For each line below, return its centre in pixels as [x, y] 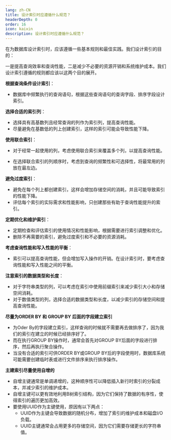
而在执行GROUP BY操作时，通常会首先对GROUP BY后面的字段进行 [83, 340]
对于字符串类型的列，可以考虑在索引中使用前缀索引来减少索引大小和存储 [89, 286]
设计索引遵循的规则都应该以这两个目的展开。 [52, 73]
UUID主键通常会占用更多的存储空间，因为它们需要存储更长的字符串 [91, 426]
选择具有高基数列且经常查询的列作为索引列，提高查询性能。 [75, 122]
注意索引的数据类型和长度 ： [34, 276]
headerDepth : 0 [21, 19]
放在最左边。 [26, 168]
